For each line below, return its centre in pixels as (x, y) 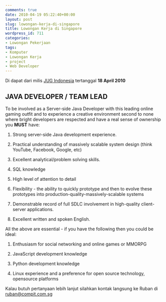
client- (148, 204)
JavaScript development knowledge (50, 254)
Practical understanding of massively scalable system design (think (82, 144)
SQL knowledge (29, 169)
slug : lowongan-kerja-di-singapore (43, 24)
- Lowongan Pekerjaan (28, 43)
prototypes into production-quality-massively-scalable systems (78, 194)
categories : (18, 38)
